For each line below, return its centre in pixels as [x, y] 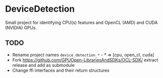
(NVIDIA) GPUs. [21, 27]
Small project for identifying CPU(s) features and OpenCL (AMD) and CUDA [81, 22]
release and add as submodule [43, 65]
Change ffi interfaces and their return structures [61, 70]
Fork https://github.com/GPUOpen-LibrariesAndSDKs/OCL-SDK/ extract [85, 60]
